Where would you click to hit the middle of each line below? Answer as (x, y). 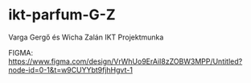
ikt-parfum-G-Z (62, 15)
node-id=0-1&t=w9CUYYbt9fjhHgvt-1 (70, 69)
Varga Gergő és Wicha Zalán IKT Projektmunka (86, 37)
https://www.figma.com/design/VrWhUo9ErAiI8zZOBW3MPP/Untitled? (125, 61)
